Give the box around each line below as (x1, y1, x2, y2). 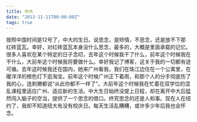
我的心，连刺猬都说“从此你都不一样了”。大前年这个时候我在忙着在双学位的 (6, 80, 186, 87)
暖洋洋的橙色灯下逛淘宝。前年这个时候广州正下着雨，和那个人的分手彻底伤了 (6, 73, 191, 80)
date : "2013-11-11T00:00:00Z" (6, 14, 80, 20)
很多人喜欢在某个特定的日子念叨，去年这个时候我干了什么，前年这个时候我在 (6, 51, 191, 58)
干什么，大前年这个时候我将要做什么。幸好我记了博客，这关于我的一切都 (6, 58, 181, 65)
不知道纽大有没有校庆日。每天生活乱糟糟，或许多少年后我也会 (31, 102, 181, 109)
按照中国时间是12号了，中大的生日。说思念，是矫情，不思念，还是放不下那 (6, 36, 186, 43)
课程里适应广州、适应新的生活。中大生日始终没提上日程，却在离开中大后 (11, 87, 186, 94)
